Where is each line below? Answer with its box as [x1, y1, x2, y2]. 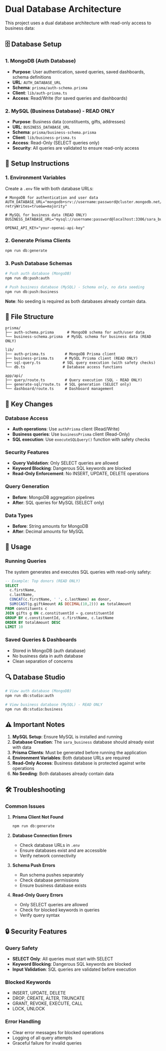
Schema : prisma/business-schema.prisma [12, 129, 96, 135]
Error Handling [5, 1018, 41, 1025]
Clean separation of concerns [12, 658, 73, 664]
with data [12, 744, 32, 750]
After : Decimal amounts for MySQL [12, 528, 84, 534]
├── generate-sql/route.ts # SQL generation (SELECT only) [5, 382, 132, 387]
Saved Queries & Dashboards [5, 636, 77, 643]
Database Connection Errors [12, 832, 73, 838]
